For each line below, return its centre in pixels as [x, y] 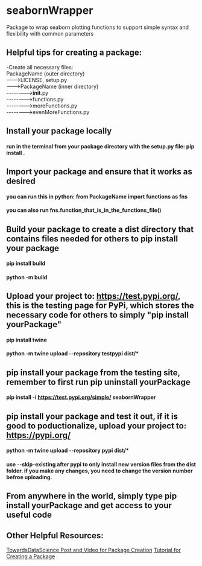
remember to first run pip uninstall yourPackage [99, 382]
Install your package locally [59, 131]
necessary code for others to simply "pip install [97, 315]
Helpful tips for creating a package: [74, 53]
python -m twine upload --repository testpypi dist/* [73, 354]
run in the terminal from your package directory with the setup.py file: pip [100, 146]
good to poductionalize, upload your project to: [96, 426]
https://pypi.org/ [39, 435]
